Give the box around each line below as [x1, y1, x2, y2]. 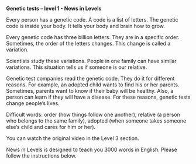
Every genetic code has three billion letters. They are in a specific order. [6, 34, 180, 40]
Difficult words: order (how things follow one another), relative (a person [6, 111, 180, 118]
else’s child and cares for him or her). [6, 124, 96, 130]
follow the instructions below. [6, 152, 77, 159]
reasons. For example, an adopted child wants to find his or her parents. [6, 81, 180, 88]
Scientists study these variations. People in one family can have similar [6, 58, 177, 64]
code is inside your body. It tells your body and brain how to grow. [6, 23, 166, 29]
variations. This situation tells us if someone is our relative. [6, 64, 147, 71]
